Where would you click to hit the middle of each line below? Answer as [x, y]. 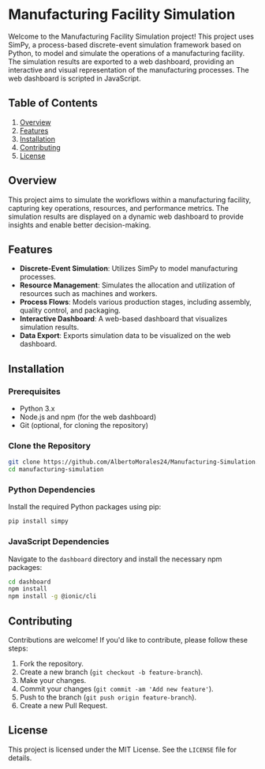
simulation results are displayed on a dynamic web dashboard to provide [126, 216]
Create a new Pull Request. [63, 706]
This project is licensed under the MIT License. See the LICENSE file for [122, 749]
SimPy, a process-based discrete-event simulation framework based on [125, 44]
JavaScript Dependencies [59, 542]
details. [20, 758]
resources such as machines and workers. [88, 294]
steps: [18, 648]
